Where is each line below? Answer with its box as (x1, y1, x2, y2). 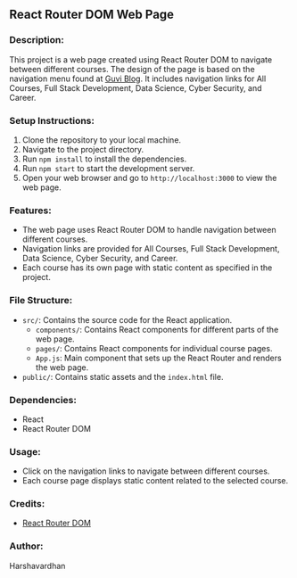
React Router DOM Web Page (9, 7, 175, 22)
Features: (9, 204, 52, 217)
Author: (9, 540, 44, 552)
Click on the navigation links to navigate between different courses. (21, 466, 270, 476)
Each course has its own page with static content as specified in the (21, 262, 273, 273)
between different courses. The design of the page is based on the (9, 63, 256, 74)
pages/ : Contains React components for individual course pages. (35, 343, 273, 353)
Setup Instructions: (9, 114, 95, 127)
